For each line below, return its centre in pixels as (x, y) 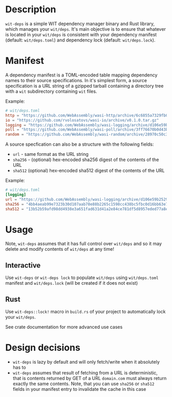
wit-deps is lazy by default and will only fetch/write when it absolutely (86, 362)
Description (31, 9)
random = (15, 134)
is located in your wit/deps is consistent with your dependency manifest (81, 34)
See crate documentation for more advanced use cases (64, 327)
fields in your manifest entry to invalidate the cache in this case (79, 389)
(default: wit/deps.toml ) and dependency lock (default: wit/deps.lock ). (80, 40)
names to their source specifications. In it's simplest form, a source (76, 80)
